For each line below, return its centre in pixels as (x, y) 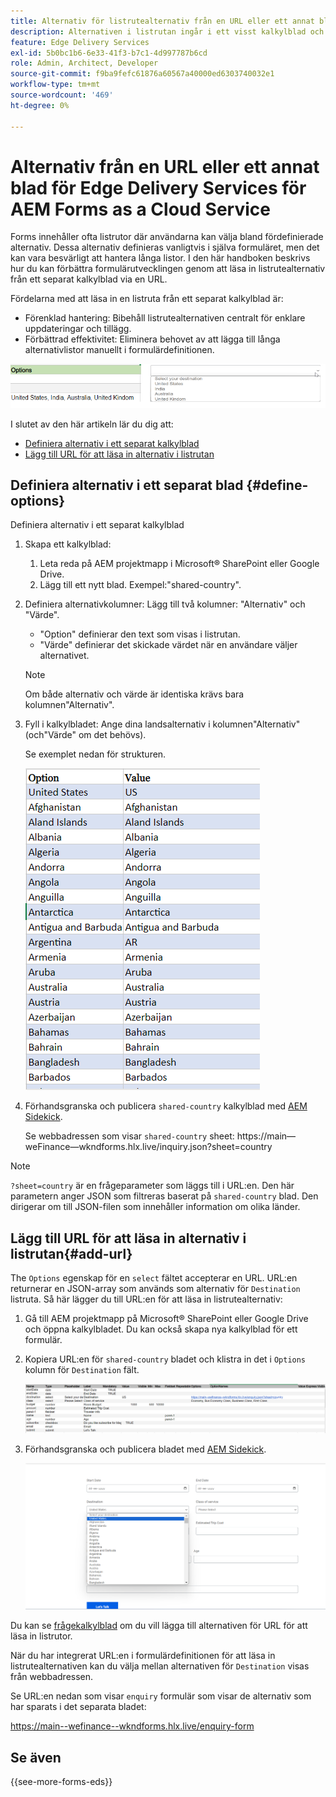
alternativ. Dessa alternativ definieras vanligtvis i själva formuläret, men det (165, 247)
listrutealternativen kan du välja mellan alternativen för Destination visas (160, 1666)
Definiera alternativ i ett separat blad (127, 485)
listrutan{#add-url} (71, 1253)
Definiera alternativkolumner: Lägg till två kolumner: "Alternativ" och (165, 604)
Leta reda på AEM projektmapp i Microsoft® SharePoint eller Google (179, 564)
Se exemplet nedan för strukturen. (95, 754)
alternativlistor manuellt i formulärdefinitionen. (119, 350)
